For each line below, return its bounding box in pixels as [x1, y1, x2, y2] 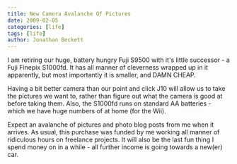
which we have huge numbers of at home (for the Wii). [7, 107, 166, 115]
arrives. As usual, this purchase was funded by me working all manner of [7, 128, 220, 137]
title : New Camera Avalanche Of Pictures [7, 10, 132, 18]
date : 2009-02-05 [7, 17, 59, 24]
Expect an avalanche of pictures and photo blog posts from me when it [7, 120, 214, 129]
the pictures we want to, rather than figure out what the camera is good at [7, 92, 223, 101]
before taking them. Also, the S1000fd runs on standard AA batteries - [7, 99, 212, 108]
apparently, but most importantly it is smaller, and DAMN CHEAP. [7, 71, 197, 80]
